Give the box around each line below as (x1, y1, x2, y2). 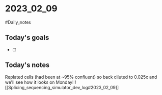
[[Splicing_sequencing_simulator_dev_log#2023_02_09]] (5, 84, 119, 90)
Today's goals (5, 33, 49, 42)
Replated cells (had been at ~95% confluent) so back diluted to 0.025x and (5, 74, 157, 80)
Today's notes (5, 61, 50, 69)
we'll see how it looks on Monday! (5, 79, 74, 85)
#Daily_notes (5, 19, 31, 25)
